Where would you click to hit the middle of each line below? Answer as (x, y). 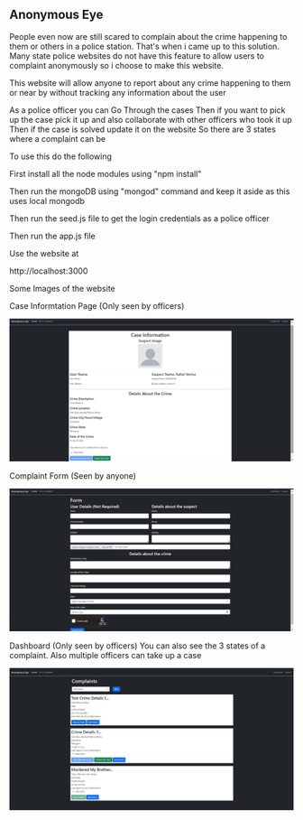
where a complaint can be (58, 138)
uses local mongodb (47, 200)
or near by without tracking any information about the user (118, 92)
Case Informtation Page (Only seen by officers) (97, 305)
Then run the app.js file (53, 236)
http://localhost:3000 (49, 271)
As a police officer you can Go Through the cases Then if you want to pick (147, 110)
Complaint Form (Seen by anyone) (73, 476)
